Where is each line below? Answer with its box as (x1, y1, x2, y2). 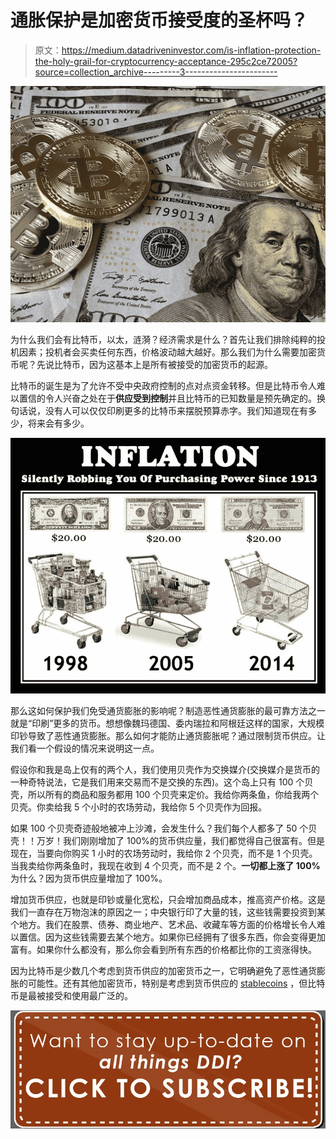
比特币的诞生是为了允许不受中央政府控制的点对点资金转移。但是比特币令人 (10, 379, 317, 391)
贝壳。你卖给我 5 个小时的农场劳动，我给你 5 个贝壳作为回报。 (10, 801, 268, 813)
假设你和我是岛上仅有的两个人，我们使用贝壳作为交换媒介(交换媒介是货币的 (10, 764, 321, 776)
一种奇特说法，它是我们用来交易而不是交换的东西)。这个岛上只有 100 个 (10, 776, 305, 788)
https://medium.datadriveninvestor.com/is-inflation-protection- (61, 44, 322, 56)
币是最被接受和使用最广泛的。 (10, 990, 133, 1002)
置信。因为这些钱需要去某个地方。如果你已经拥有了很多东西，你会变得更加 (18, 931, 326, 943)
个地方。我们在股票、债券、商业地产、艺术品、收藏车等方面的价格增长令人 (10, 919, 317, 931)
